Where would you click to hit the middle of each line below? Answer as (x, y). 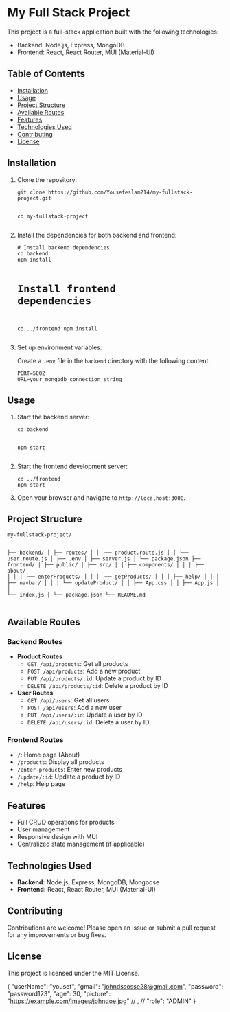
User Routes (35, 693)
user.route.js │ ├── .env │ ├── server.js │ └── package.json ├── (104, 559)
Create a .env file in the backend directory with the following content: (114, 360)
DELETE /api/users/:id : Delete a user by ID (88, 722)
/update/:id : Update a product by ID (69, 777)
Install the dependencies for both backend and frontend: (97, 235)
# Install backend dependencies (63, 248)
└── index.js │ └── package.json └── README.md (77, 595)
